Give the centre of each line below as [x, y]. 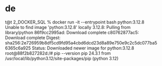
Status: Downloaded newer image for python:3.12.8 [83, 48]
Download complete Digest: [33, 38]
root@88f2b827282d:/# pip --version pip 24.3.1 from [58, 53]
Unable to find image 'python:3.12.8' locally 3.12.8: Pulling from [68, 27]
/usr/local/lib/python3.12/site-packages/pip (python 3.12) [62, 58]
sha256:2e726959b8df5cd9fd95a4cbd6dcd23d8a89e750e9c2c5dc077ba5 [81, 43]
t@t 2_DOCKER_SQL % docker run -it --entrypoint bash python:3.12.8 [75, 22]
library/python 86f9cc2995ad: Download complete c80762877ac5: [72, 32]
